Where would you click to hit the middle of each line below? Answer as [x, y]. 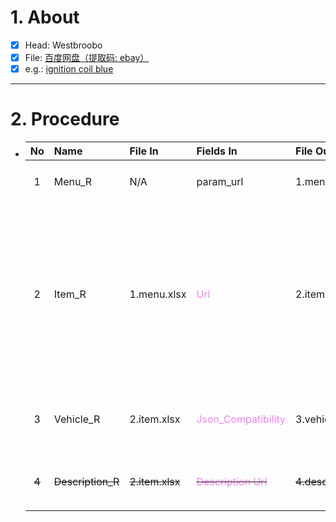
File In [144, 151]
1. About [45, 17]
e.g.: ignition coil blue [69, 69]
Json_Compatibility [241, 419]
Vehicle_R [77, 419]
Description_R [86, 481]
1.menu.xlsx [158, 294]
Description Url [232, 481]
